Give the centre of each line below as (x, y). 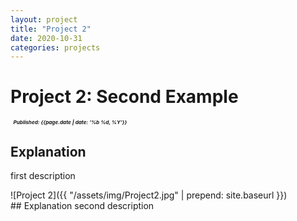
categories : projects (55, 47)
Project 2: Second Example (124, 97)
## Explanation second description (82, 205)
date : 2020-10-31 (46, 38)
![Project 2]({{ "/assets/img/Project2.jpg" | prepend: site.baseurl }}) (149, 195)
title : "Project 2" (51, 29)
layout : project (44, 19)
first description (43, 175)
